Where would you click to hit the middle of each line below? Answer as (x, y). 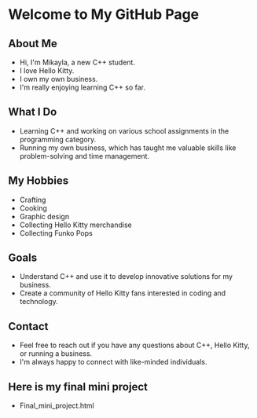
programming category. (58, 139)
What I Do (33, 112)
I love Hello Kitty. (47, 71)
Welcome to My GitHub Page (104, 15)
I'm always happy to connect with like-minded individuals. (113, 362)
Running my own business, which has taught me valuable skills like (128, 148)
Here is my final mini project (78, 387)
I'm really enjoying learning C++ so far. (82, 87)
